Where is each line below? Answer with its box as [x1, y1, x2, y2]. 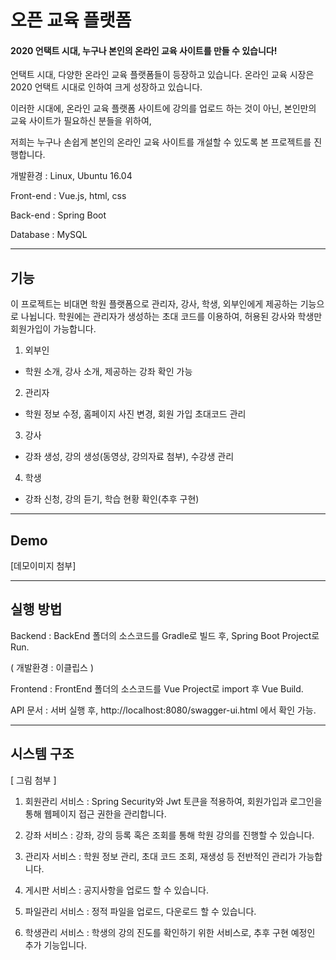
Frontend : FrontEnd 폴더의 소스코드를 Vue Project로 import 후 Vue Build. [10, 682, 304, 695]
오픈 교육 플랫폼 [10, 9, 132, 32]
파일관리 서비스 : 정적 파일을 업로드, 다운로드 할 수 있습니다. [24, 905, 257, 917]
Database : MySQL [10, 229, 88, 241]
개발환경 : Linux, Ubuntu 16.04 [10, 170, 133, 182]
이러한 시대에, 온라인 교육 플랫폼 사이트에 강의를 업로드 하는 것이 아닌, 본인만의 [10, 102, 317, 115]
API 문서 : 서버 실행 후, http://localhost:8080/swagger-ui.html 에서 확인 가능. [10, 704, 317, 716]
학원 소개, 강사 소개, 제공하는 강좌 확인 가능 [24, 366, 193, 378]
